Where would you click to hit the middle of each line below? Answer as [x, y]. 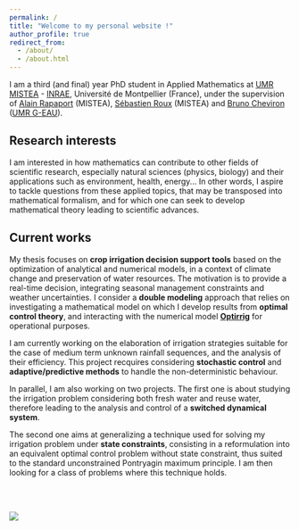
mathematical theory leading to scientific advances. [104, 210]
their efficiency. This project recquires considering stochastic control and [145, 361]
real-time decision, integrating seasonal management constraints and [137, 287]
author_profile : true [50, 34]
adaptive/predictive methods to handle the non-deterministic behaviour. [144, 371]
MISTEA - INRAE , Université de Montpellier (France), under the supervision [147, 94]
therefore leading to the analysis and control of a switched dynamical [138, 408]
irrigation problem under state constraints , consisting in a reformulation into [149, 443]
